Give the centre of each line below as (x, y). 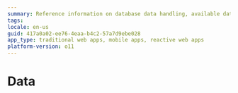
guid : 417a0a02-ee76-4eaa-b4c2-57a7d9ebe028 (74, 33)
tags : (15, 20)
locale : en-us (28, 27)
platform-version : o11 (41, 46)
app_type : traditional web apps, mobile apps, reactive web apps (106, 40)
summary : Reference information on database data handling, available (114, 14)
